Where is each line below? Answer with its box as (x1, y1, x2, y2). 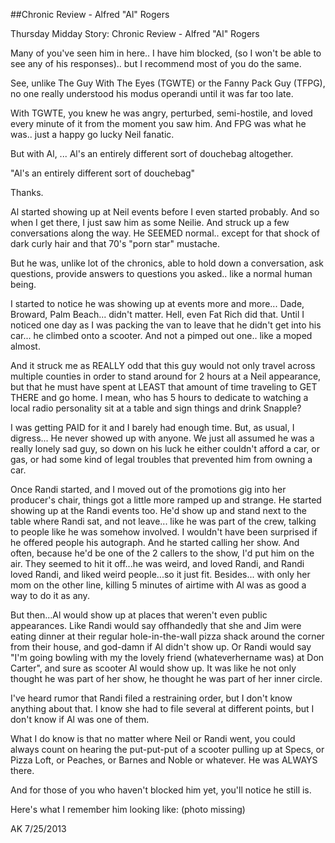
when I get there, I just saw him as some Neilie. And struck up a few (10, 217, 290, 228)
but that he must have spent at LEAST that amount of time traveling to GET (10, 381, 318, 393)
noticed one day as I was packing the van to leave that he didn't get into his (10, 319, 322, 331)
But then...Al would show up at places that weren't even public (10, 609, 268, 621)
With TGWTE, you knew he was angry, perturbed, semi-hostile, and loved (10, 107, 313, 119)
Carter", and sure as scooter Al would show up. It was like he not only (10, 662, 297, 674)
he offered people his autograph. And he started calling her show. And (10, 537, 300, 548)
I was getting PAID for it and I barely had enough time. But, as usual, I (10, 422, 295, 433)
